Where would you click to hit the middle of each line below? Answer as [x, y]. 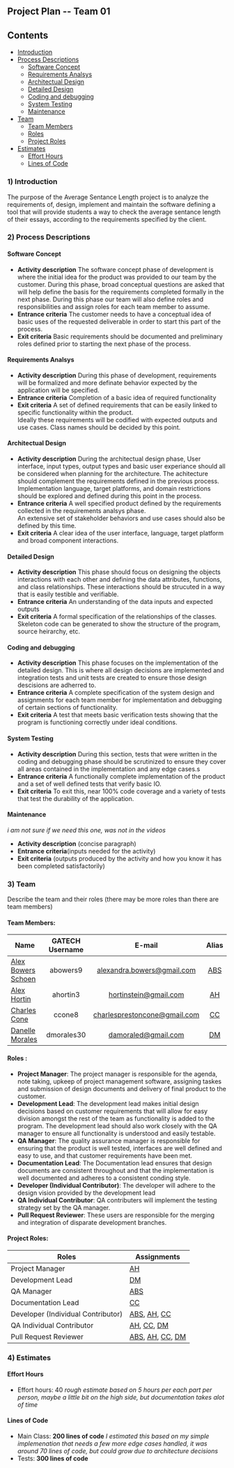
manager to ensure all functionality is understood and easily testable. [116, 1133]
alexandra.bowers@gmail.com [146, 970]
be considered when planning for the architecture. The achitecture [113, 474]
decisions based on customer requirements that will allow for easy [112, 1111]
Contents [28, 35]
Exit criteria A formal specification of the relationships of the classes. [117, 617]
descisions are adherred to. [57, 685]
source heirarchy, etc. [48, 631]
